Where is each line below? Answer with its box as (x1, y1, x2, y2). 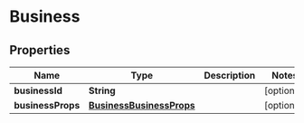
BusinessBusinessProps (89, 99, 195, 111)
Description (203, 70, 256, 81)
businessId (14, 84, 63, 97)
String (89, 84, 116, 97)
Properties (9, 43, 71, 58)
